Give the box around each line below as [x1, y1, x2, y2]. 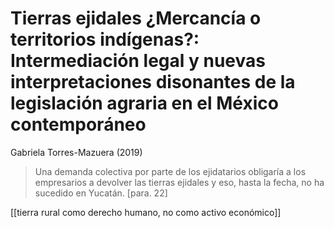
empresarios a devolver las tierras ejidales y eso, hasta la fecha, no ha [34, 176, 325, 188]
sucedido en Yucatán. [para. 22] [34, 187, 168, 199]
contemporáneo [10, 113, 147, 136]
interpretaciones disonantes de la [10, 71, 296, 94]
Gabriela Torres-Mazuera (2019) [10, 146, 143, 158]
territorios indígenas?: [10, 28, 200, 51]
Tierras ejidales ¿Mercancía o [10, 7, 262, 30]
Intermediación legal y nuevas [10, 50, 266, 72]
